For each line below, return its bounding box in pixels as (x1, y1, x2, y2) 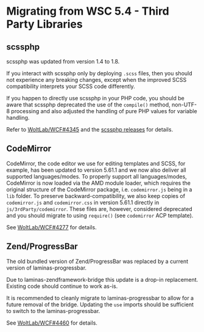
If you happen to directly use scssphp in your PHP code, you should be (6, 95, 185, 101)
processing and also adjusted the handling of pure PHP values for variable (11, 108, 197, 114)
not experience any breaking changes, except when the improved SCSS (6, 76, 187, 83)
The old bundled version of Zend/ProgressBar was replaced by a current (6, 257, 189, 265)
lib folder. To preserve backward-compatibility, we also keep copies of (6, 192, 186, 199)
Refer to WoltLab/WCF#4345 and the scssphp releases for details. (6, 126, 174, 133)
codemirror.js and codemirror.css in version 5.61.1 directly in (6, 199, 160, 206)
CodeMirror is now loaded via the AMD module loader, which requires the (6, 179, 191, 186)
